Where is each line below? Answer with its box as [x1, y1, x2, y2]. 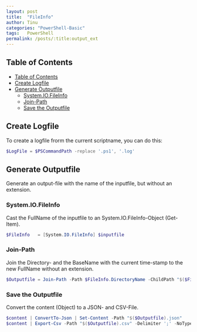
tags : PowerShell [6, 31, 54, 36]
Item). [6, 221, 21, 228]
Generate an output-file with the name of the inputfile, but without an [6, 180, 172, 187]
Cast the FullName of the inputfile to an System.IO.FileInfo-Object [6, 214, 164, 221]
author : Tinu [6, 19, 38, 25]
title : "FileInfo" [6, 14, 54, 20]
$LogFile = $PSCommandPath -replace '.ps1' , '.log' [6, 148, 135, 154]
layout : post [6, 8, 38, 15]
